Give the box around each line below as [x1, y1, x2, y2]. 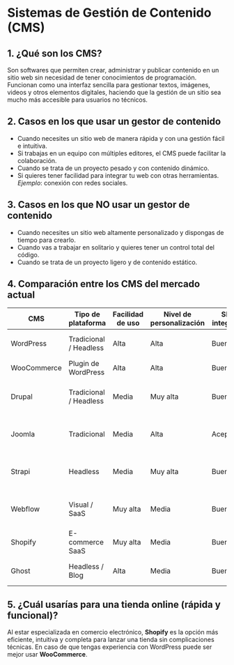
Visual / [68, 500, 93, 510]
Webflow [10, 504, 40, 514]
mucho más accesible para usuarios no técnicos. [7, 95, 148, 104]
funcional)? [7, 609, 58, 621]
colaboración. [17, 156, 57, 165]
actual [7, 289, 36, 301]
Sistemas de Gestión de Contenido [7, 5, 212, 21]
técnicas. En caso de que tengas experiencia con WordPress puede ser [7, 643, 212, 651]
